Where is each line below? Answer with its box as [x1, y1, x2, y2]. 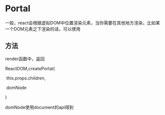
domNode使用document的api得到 [5, 104, 74, 110]
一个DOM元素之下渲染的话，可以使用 [5, 26, 81, 32]
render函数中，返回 [5, 56, 45, 61]
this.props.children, [6, 75, 46, 81]
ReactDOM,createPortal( [5, 65, 55, 71]
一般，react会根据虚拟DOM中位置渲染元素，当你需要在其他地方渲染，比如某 [5, 20, 161, 26]
